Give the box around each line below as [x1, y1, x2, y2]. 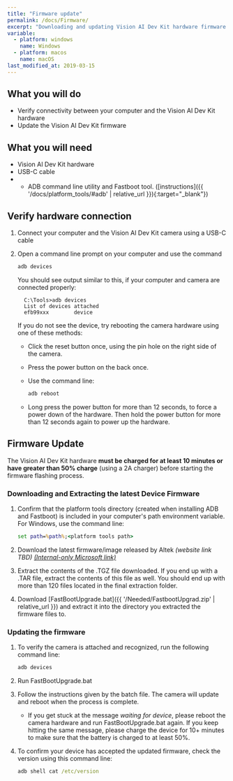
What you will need [7, 141, 93, 154]
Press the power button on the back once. [27, 363, 149, 371]
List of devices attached [24, 302, 99, 309]
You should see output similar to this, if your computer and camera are [17, 275, 220, 284]
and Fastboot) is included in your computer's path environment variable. [17, 511, 225, 520]
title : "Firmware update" [7, 10, 82, 17]
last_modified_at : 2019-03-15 [7, 62, 96, 69]
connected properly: [17, 283, 77, 291]
